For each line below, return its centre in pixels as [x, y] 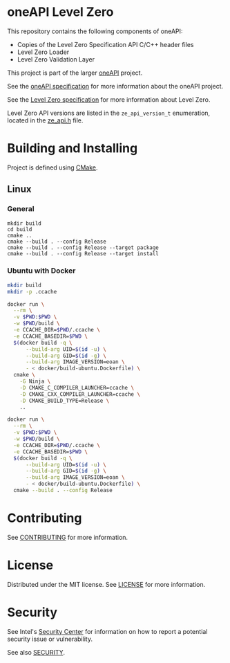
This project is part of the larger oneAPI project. [75, 73]
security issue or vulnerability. [50, 639]
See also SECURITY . [36, 652]
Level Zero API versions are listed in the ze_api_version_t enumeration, [109, 113]
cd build [20, 229]
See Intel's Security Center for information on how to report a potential [107, 631]
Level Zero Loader [43, 52]
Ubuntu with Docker [41, 271]
